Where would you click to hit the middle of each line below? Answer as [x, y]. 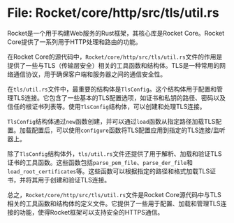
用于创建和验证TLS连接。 [74, 180]
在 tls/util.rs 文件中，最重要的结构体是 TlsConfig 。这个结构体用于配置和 [112, 89]
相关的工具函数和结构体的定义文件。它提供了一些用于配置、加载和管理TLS [114, 203]
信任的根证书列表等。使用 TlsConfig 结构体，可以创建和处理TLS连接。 [107, 106]
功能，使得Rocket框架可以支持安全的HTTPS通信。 [92, 212]
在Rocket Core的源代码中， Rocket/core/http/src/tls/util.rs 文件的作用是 [115, 57]
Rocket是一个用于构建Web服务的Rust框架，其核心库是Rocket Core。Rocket [116, 33]
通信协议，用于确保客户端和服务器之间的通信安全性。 [89, 74]
